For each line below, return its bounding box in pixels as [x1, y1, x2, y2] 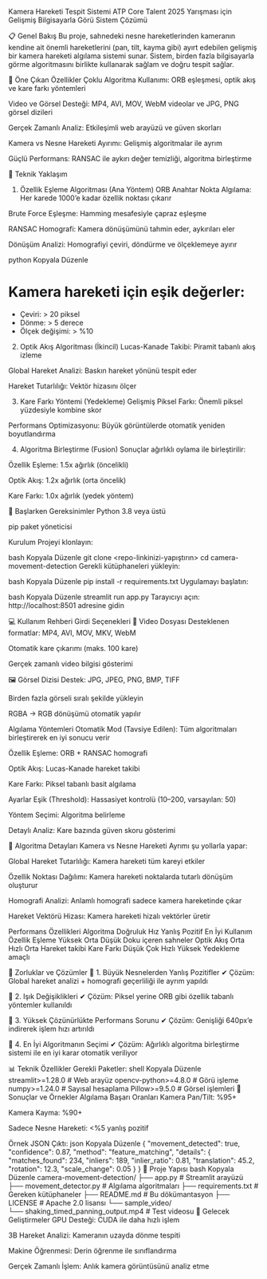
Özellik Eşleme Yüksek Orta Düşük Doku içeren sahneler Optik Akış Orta [8, 935, 245, 945]
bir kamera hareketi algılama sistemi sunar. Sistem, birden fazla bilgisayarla [8, 51, 255, 61]
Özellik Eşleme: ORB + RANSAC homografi [8, 748, 148, 757]
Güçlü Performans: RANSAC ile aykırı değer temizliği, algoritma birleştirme [8, 154, 253, 163]
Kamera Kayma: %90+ [8, 1107, 83, 1117]
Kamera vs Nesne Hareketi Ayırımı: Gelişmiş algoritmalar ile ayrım [8, 139, 223, 148]
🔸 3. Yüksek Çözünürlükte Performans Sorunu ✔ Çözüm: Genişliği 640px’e [8, 1015, 253, 1024]
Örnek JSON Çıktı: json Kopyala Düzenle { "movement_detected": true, [8, 1139, 241, 1148]
